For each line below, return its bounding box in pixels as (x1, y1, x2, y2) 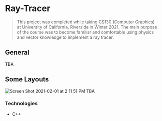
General (5, 48, 30, 57)
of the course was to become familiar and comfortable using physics (16, 29, 154, 35)
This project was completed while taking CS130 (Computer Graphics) (16, 19, 155, 25)
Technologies (5, 100, 38, 107)
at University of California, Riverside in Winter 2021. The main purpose (16, 24, 157, 30)
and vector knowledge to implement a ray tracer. (16, 34, 114, 40)
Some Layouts (5, 76, 49, 84)
